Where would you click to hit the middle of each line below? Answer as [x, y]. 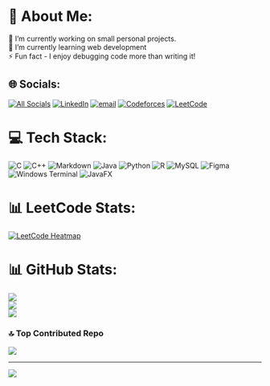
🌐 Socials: [35, 85]
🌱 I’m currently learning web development [78, 47]
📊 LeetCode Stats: [72, 207]
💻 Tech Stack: [58, 138]
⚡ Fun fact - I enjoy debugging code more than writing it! [102, 56]
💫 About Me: [51, 16]
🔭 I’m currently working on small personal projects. [92, 39]
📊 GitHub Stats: [63, 269]
